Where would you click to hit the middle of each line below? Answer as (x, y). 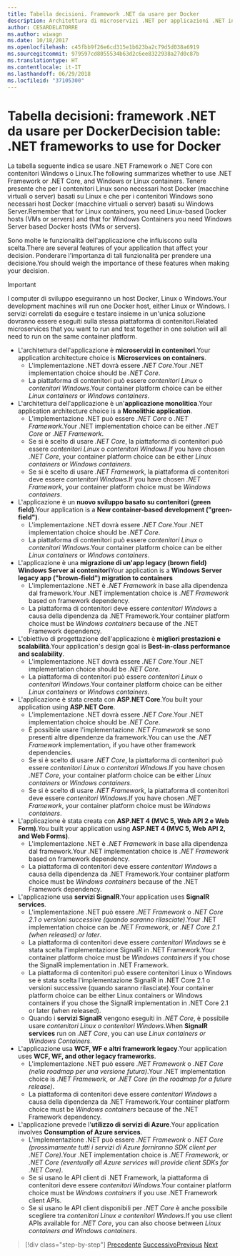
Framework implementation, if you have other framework (112, 745)
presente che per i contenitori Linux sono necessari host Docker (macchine (118, 189)
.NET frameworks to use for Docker (114, 146)
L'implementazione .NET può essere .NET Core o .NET (108, 419)
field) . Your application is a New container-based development (111, 510)
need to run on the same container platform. (72, 337)
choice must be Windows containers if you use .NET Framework (123, 1193)
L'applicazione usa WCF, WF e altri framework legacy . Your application (122, 1049)
